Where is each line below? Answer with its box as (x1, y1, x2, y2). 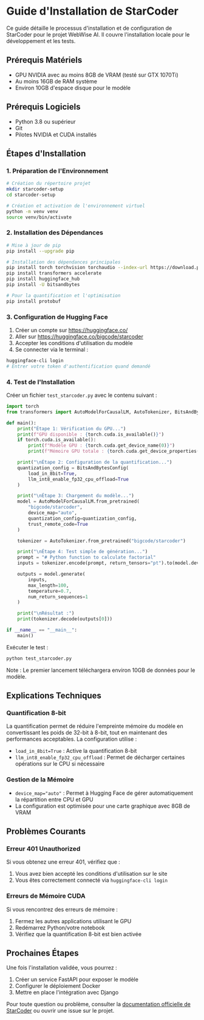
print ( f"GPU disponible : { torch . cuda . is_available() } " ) (17, 431, 165, 438)
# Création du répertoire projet (6, 181, 91, 187)
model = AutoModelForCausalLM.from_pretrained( (17, 498, 140, 505)
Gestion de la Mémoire (6, 775, 74, 784)
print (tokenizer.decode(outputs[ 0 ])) (17, 616, 113, 622)
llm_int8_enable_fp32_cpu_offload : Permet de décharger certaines (15, 753, 185, 761)
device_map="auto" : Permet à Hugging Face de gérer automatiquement (15, 789, 193, 797)
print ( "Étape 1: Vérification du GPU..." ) (17, 425, 126, 431)
